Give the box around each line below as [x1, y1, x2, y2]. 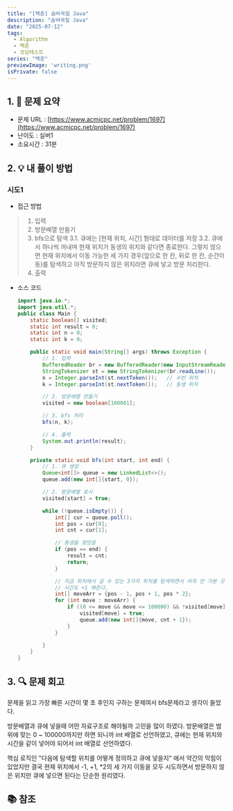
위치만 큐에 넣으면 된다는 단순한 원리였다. [14, 771, 126, 779]
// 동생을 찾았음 [54, 539, 96, 547]
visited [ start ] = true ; [42, 495, 111, 502]
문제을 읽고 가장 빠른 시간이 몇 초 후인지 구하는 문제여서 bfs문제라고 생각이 [7, 698, 209, 706]
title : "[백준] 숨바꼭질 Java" [7, 10, 89, 17]
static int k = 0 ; [30, 336, 83, 343]
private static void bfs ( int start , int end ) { [30, 456, 170, 463]
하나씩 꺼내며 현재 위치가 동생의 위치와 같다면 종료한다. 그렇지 [42, 243, 209, 250]
